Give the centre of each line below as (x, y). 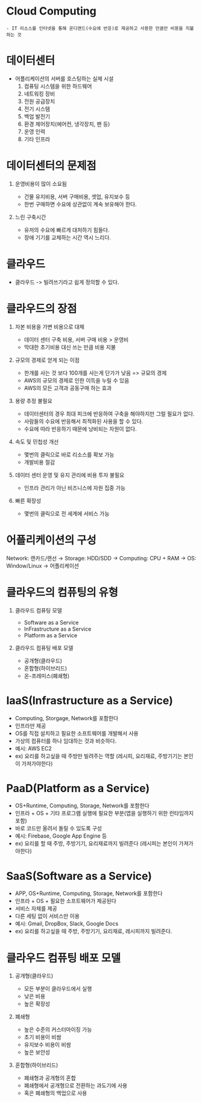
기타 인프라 (37, 139)
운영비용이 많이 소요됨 (41, 183)
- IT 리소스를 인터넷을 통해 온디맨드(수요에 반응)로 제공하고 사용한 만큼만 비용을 (95, 28)
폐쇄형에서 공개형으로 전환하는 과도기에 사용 (76, 1086)
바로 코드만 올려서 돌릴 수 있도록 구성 (58, 828)
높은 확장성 (37, 1004)
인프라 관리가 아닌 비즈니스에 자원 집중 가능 (74, 488)
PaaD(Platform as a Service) (78, 788)
